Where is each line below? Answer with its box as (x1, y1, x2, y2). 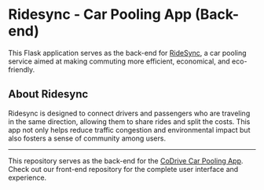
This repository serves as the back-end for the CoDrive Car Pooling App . (8, 155, 244, 166)
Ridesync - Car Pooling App (8, 5, 192, 24)
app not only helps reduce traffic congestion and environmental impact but (8, 125, 251, 134)
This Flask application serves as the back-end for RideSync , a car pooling (8, 48, 247, 57)
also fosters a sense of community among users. (8, 133, 167, 143)
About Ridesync (8, 88, 89, 101)
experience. (8, 173, 47, 182)
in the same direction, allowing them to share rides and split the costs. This (8, 116, 251, 126)
